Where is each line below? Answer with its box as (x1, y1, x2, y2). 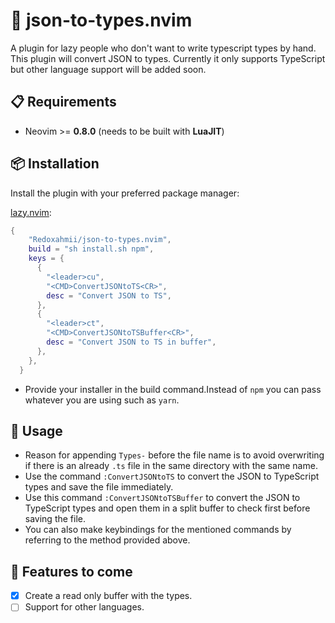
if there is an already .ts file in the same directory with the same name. (24, 460, 318, 472)
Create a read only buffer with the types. (24, 590, 193, 602)
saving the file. (24, 513, 87, 525)
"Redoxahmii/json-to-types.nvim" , (28, 235, 172, 245)
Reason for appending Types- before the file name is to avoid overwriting (24, 449, 325, 461)
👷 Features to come (10, 563, 133, 580)
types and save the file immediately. (24, 481, 174, 493)
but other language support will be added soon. (10, 63, 207, 75)
